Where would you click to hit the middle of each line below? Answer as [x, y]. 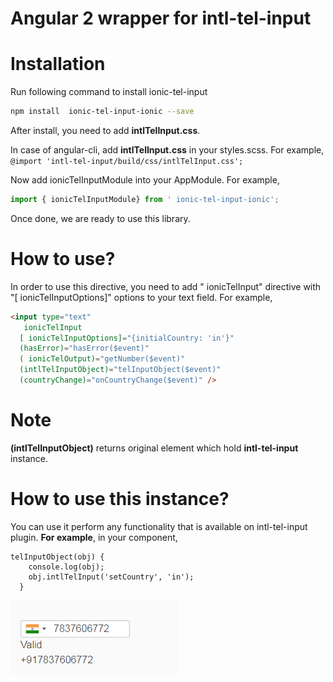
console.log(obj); [66, 567]
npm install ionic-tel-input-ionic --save [102, 112]
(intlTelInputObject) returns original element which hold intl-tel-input [154, 448]
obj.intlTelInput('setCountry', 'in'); [111, 577]
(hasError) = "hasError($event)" [84, 348]
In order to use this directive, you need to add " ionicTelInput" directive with [166, 286]
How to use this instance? [120, 499]
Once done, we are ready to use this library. [100, 218]
